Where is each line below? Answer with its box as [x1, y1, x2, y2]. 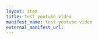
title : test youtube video [6, 14, 72, 19]
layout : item [6, 8, 38, 14]
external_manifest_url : [6, 24, 64, 30]
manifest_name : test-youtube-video [6, 19, 93, 25]
